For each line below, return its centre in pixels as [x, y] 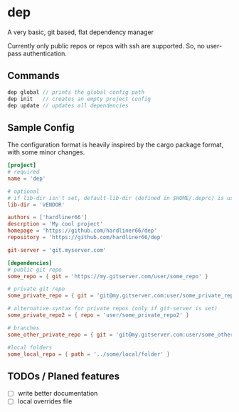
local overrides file [45, 401]
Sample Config [41, 128]
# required [23, 172]
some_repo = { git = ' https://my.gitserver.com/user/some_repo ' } [108, 276]
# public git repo [34, 270]
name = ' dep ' [27, 179]
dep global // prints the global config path [76, 92]
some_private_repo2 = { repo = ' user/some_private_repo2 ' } [99, 315]
